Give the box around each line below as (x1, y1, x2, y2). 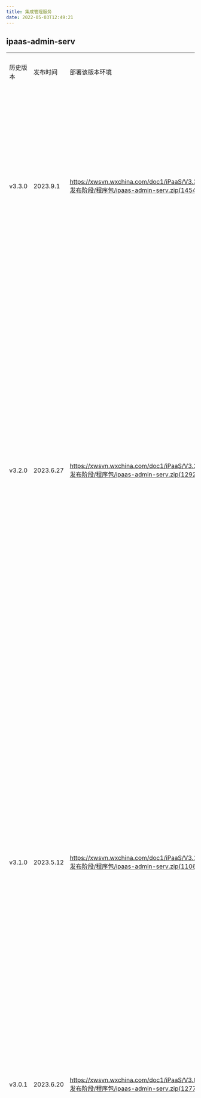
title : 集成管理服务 (6, 8, 52, 15)
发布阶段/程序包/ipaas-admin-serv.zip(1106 (69, 862, 197, 871)
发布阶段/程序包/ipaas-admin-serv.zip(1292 (69, 470, 197, 479)
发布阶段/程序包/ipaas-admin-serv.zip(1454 (69, 186, 197, 194)
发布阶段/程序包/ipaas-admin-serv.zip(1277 (69, 1084, 197, 1093)
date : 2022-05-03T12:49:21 (6, 14, 74, 20)
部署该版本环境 (69, 68, 112, 77)
